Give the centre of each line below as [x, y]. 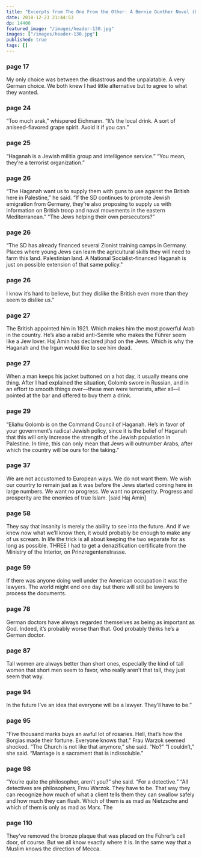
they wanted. [23, 92]
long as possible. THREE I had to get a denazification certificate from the [96, 546]
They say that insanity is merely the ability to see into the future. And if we [98, 527]
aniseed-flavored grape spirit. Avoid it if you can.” [68, 128]
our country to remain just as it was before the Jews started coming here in [99, 484]
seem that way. [25, 676]
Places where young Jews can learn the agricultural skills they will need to [98, 252]
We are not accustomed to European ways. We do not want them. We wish [99, 478]
